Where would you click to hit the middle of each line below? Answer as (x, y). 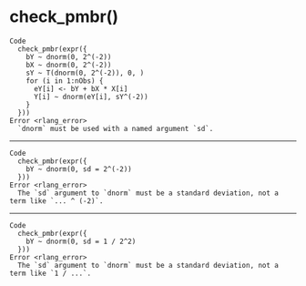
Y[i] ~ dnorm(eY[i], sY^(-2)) (91, 97)
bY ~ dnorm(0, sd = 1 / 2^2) (81, 241)
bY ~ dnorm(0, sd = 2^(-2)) (79, 169)
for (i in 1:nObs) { (65, 81)
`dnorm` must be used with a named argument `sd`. (116, 128)
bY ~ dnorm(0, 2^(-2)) (69, 56)
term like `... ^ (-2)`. (56, 201)
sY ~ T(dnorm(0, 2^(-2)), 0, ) (85, 73)
